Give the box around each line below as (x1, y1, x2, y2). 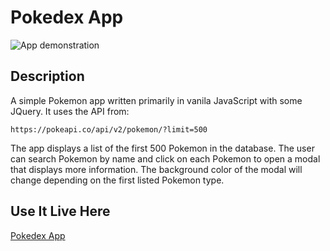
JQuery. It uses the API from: (10, 105, 130, 117)
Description (10, 68, 85, 85)
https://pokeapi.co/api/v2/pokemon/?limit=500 (10, 124, 208, 135)
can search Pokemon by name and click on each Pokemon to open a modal (10, 152, 321, 165)
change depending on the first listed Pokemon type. (10, 174, 225, 186)
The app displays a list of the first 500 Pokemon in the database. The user (10, 142, 315, 154)
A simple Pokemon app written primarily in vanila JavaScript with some (10, 94, 303, 106)
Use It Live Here (10, 203, 111, 220)
